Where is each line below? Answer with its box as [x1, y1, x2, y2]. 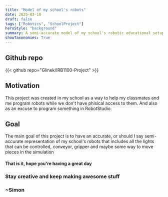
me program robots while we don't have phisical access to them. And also [5, 100, 157, 106]
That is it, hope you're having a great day [5, 160, 92, 166]
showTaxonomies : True [5, 35, 50, 40]
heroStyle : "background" [5, 26, 57, 31]
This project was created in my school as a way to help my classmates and [5, 94, 159, 100]
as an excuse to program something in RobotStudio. [5, 105, 112, 111]
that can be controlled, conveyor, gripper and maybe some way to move [5, 143, 153, 150]
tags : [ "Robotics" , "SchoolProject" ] [5, 21, 84, 26]
